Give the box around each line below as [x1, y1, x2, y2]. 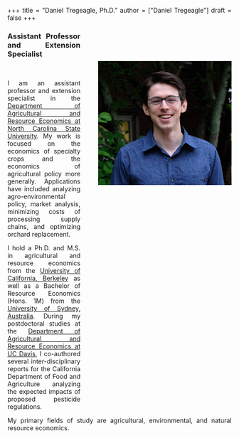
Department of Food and [7, 373, 80, 381]
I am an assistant [7, 79, 80, 87]
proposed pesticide [7, 395, 80, 404]
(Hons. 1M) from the [7, 297, 80, 305]
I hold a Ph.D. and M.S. [7, 244, 80, 252]
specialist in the [7, 94, 80, 102]
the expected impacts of [7, 388, 80, 396]
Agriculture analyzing [7, 380, 80, 388]
